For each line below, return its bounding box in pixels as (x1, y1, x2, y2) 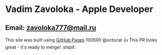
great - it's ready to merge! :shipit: (5, 44, 76, 50)
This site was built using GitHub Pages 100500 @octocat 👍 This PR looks (5, 37, 157, 43)
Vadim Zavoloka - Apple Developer (5, 3, 153, 15)
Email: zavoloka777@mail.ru (5, 23, 96, 32)
